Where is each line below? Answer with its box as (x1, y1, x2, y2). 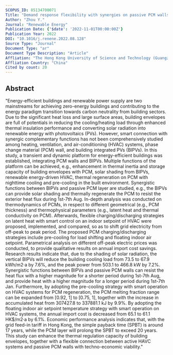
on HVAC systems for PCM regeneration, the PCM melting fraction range (5, 289, 160, 295)
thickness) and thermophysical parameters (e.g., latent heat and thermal (5, 207, 159, 213)
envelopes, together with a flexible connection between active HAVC (5, 338, 151, 344)
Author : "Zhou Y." (5, 17, 45, 22)
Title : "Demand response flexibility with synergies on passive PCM (5, 12, 155, 17)
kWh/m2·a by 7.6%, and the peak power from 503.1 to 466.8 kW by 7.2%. (5, 261, 161, 268)
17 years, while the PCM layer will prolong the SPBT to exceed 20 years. (5, 327, 158, 333)
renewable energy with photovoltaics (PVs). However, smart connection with (5, 130, 168, 136)
